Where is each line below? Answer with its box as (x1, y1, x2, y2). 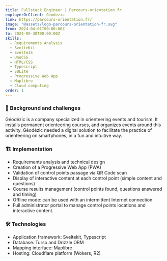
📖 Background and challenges (5, 105, 81, 112)
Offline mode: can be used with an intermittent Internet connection (12, 197, 153, 203)
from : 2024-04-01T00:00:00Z (5, 26, 65, 32)
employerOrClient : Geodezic (5, 12, 65, 17)
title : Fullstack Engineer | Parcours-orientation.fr (5, 7, 122, 13)
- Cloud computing (10, 83, 49, 88)
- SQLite (10, 69, 29, 74)
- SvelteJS (10, 50, 33, 55)
